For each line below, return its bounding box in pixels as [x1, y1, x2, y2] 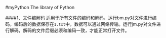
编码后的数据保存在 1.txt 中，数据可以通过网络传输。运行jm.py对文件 [14, 21, 157, 27]
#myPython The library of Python [5, 5, 75, 10]
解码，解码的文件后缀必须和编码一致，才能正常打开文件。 [9, 27, 130, 33]
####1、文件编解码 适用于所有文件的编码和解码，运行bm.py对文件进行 [5, 15, 153, 21]
